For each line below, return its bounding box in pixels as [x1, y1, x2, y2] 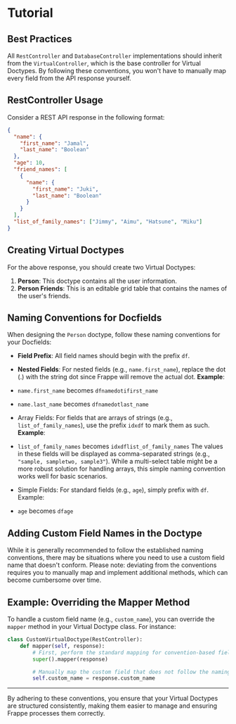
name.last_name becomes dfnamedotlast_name [17, 400, 149, 409]
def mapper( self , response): [20, 642, 105, 649]
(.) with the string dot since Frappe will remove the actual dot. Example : [17, 373, 225, 381]
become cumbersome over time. [7, 576, 102, 585]
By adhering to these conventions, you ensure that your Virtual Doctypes [7, 694, 218, 703]
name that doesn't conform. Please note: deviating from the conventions [7, 561, 217, 569]
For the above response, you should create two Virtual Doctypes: [7, 262, 196, 272]
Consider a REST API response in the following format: [7, 113, 165, 121]
